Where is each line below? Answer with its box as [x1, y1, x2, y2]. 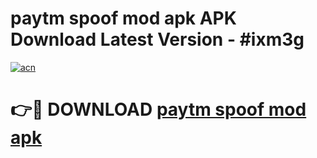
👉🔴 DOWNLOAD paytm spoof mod [10, 98, 307, 121]
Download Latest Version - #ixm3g [10, 28, 305, 51]
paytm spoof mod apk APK [10, 7, 237, 30]
